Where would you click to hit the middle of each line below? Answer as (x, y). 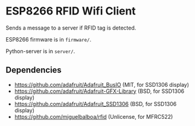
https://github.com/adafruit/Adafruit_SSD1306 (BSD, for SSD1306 (95, 104)
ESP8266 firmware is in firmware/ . (49, 39)
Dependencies (34, 70)
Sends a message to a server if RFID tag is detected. (71, 28)
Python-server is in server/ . (40, 51)
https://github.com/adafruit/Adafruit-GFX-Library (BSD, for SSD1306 (99, 91)
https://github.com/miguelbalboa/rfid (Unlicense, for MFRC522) (94, 116)
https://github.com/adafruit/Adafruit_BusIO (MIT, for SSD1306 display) (102, 84)
